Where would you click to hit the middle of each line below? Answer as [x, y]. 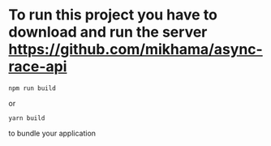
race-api [38, 67]
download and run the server [108, 32]
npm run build [32, 88]
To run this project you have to [113, 15]
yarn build [27, 118]
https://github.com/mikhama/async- [136, 49]
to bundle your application [52, 133]
